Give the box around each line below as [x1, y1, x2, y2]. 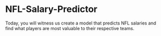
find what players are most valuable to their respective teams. [5, 25, 135, 31]
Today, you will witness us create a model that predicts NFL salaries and [5, 20, 156, 26]
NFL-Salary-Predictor [5, 3, 98, 15]
